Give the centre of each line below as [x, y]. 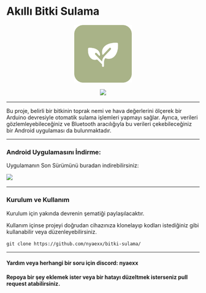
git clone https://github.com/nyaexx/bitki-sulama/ [74, 244]
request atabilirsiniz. [33, 283]
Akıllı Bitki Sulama [53, 11]
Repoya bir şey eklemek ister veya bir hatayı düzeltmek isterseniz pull [97, 277]
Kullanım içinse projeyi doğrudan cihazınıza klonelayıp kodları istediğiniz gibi [103, 225]
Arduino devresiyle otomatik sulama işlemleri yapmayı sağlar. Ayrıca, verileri [102, 117]
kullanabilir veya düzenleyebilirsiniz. [51, 232]
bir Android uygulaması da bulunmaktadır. [59, 130]
